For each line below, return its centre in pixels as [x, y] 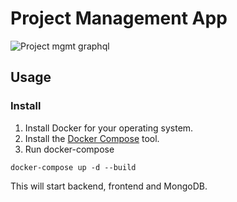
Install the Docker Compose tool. [92, 138]
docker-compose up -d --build [73, 167]
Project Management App [119, 18]
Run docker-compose [69, 149]
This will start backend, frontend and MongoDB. [109, 186]
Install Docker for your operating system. [109, 128]
